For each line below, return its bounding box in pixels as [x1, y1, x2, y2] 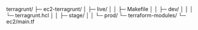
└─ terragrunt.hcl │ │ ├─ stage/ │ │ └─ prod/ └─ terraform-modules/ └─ [6, 12, 186, 19]
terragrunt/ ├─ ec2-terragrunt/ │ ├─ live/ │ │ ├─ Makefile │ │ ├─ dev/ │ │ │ [6, 6, 194, 12]
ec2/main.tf [6, 18, 35, 25]
